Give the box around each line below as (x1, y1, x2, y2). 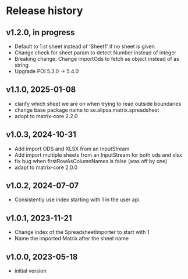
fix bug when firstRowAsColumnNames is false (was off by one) (14, 157, 168, 164)
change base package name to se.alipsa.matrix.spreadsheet (14, 106, 159, 113)
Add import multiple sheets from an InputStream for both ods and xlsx (14, 151, 182, 159)
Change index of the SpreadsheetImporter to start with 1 (14, 229, 150, 236)
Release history (6, 4, 83, 18)
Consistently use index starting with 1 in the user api (14, 196, 140, 203)
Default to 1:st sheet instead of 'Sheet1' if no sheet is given (14, 43, 155, 50)
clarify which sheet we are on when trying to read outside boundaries (14, 100, 182, 107)
